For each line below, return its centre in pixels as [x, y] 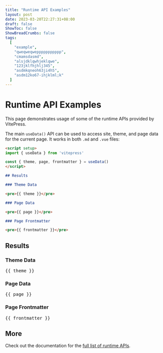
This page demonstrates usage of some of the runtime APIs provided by [80, 119]
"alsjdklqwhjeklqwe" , [37, 61]
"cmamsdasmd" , [29, 56]
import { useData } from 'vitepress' [45, 153]
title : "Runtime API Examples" [38, 10]
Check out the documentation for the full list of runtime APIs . [68, 346]
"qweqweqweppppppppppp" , [40, 52]
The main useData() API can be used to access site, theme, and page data [82, 134]
